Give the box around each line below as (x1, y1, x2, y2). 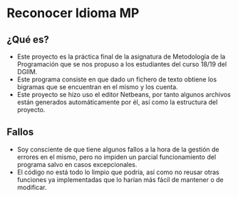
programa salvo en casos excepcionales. (16, 160, 138, 168)
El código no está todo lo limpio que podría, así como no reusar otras (16, 168, 219, 176)
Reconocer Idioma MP (6, 5, 140, 21)
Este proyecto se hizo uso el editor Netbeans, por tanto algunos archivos (16, 91, 231, 98)
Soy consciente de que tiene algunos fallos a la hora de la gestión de (16, 145, 219, 153)
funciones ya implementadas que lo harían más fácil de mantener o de (16, 175, 224, 183)
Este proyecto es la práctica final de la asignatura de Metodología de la (16, 52, 226, 61)
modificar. (16, 183, 47, 191)
